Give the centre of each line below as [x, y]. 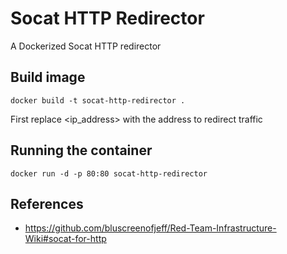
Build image [48, 77]
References [47, 203]
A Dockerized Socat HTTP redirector [86, 46]
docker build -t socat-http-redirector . [98, 100]
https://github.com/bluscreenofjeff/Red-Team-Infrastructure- [150, 228]
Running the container [81, 150]
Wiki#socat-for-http [65, 239]
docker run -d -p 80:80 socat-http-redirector [109, 173]
